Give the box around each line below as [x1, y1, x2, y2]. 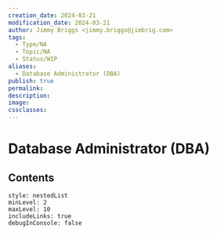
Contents [8, 171, 55, 184]
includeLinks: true [8, 212, 72, 220]
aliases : [8, 63, 37, 70]
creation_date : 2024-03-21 [8, 11, 96, 20]
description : [8, 92, 51, 99]
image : [8, 99, 30, 107]
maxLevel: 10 [8, 205, 51, 213]
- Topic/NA [15, 48, 51, 56]
